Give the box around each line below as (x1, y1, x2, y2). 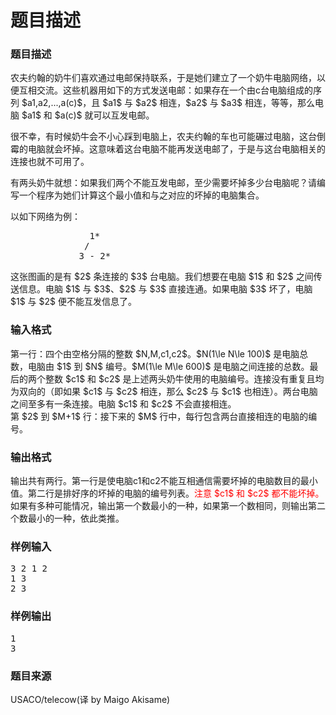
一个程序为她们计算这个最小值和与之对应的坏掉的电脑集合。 (18, 189, 265, 201)
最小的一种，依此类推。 (27, 512, 125, 525)
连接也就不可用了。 (10, 156, 90, 168)
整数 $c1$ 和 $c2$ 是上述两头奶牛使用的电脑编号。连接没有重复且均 (44, 372, 325, 385)
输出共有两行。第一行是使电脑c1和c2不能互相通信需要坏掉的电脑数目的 (10, 475, 301, 487)
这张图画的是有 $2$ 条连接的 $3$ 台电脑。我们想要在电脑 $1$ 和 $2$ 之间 (10, 271, 314, 283)
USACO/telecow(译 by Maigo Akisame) (10, 693, 171, 705)
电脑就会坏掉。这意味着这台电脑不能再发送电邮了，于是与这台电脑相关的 (27, 143, 326, 155)
